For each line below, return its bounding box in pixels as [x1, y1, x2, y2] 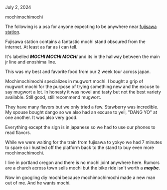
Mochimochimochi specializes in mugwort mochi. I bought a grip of [5, 78, 144, 84]
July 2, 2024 [5, 4, 31, 10]
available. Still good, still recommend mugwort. [5, 94, 101, 100]
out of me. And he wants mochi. [5, 180, 71, 185]
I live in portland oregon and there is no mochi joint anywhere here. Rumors [5, 159, 160, 165]
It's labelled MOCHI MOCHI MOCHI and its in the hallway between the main [5, 53, 161, 59]
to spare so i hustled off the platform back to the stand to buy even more [5, 144, 155, 150]
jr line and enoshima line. [5, 59, 56, 64]
